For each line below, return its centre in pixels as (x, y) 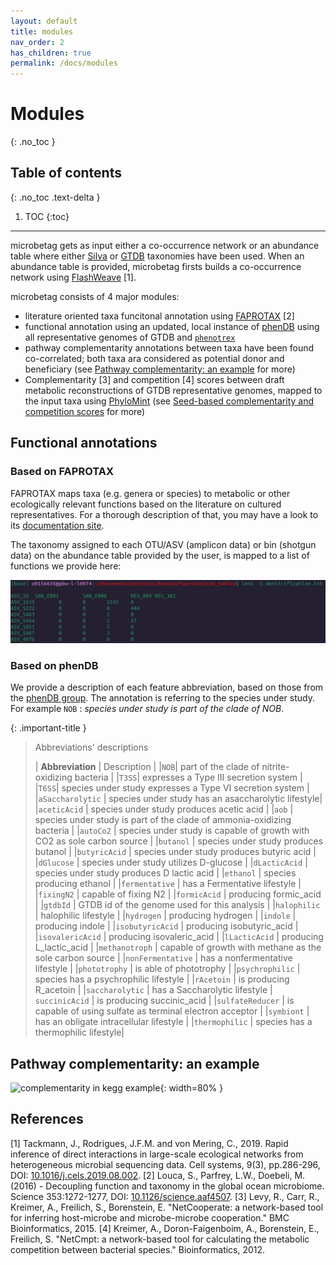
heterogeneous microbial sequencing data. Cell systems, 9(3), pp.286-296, (165, 1164)
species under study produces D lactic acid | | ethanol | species (165, 873)
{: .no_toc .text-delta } (55, 197)
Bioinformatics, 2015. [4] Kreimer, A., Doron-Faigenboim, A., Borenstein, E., (165, 1228)
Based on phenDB (54, 665)
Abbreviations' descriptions (91, 747)
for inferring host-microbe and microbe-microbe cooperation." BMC (150, 1217)
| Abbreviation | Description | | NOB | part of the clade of (147, 767)
